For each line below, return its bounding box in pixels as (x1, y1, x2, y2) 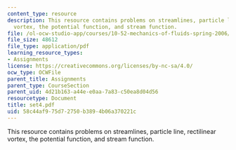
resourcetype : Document (7, 95, 77, 102)
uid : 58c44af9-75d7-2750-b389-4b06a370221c (7, 108, 137, 115)
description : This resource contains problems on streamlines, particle (7, 17, 225, 24)
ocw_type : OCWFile (7, 69, 61, 76)
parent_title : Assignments (7, 75, 86, 83)
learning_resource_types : (7, 50, 83, 57)
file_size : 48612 (7, 36, 58, 43)
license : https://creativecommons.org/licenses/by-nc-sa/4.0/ (7, 62, 193, 69)
